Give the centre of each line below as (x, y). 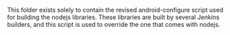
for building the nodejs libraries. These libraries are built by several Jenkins (113, 17)
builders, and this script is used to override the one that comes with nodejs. (114, 24)
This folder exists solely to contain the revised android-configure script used (115, 10)
